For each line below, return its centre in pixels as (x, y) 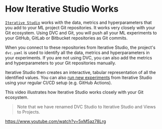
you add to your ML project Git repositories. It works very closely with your (80, 27)
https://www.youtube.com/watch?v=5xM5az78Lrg (56, 121)
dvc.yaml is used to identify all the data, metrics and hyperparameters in (77, 53)
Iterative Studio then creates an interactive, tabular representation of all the (81, 72)
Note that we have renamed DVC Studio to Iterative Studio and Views (86, 107)
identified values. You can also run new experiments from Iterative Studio (79, 77)
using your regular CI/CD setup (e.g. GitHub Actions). (59, 83)
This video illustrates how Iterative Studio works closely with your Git (74, 92)
